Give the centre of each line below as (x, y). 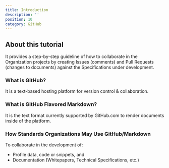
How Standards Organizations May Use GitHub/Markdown (78, 134)
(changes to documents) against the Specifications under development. (80, 67)
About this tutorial (35, 44)
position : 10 (19, 19)
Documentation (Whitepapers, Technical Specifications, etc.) (76, 160)
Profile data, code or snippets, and (48, 154)
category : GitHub (23, 24)
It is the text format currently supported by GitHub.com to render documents (85, 115)
